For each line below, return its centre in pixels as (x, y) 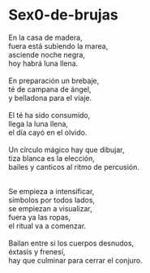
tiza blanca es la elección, (52, 158)
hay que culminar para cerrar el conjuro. (76, 260)
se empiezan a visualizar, (51, 208)
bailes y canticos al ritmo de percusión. (74, 167)
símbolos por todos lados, (52, 200)
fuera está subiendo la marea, (58, 45)
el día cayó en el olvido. (48, 132)
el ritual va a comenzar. (47, 226)
